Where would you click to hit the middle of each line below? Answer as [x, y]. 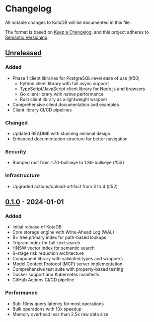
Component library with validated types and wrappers [68, 259]
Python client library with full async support [64, 83]
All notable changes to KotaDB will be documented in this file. [68, 22]
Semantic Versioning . [27, 37]
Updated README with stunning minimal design [61, 133]
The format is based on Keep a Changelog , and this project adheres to [77, 32]
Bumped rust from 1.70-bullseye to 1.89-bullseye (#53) [68, 163]
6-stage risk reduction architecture [48, 253]
